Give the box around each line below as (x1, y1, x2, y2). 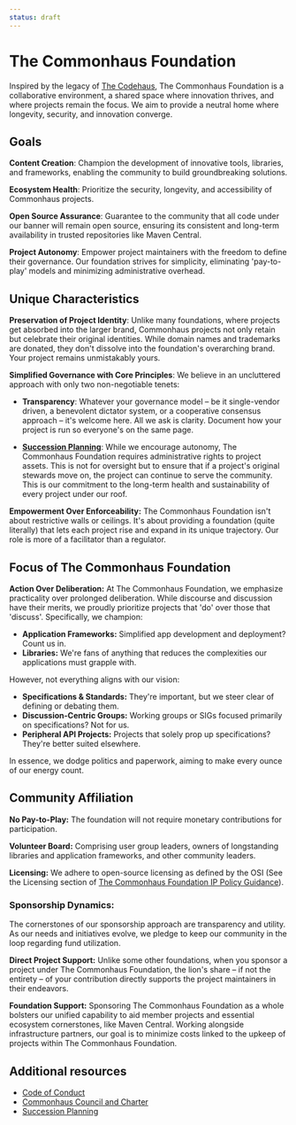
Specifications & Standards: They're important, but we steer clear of (21, 692, 275, 702)
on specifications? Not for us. (21, 719, 130, 730)
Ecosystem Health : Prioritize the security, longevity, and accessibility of (9, 184, 272, 195)
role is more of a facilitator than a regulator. (9, 534, 166, 545)
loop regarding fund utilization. (9, 938, 121, 949)
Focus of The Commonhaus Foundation (9, 560, 231, 575)
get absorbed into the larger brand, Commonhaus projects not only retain (9, 324, 276, 335)
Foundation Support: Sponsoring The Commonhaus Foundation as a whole (9, 1000, 285, 1011)
